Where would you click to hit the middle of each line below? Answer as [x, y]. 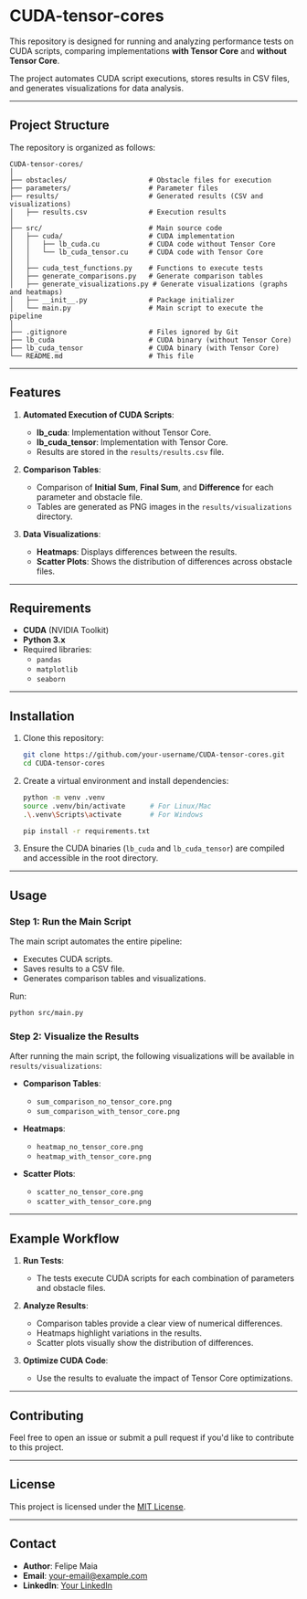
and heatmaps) [37, 292]
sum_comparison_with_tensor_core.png [108, 1112]
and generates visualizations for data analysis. [97, 88]
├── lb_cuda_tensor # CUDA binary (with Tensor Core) [145, 348]
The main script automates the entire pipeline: [96, 941]
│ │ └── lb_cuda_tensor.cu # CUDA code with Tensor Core [136, 252]
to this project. [37, 1447]
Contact [33, 1544]
